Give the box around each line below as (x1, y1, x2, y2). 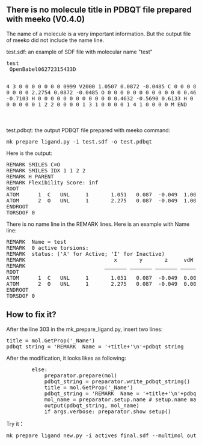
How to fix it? (6, 309, 57, 320)
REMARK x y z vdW (6, 256, 194, 263)
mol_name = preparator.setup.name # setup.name (44, 396, 188, 403)
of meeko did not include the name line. (6, 36, 105, 44)
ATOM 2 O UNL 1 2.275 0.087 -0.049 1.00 (6, 197, 197, 204)
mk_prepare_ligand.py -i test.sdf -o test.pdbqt (6, 138, 152, 145)
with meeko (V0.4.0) (6, 14, 85, 25)
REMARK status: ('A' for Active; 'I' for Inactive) (6, 250, 165, 257)
